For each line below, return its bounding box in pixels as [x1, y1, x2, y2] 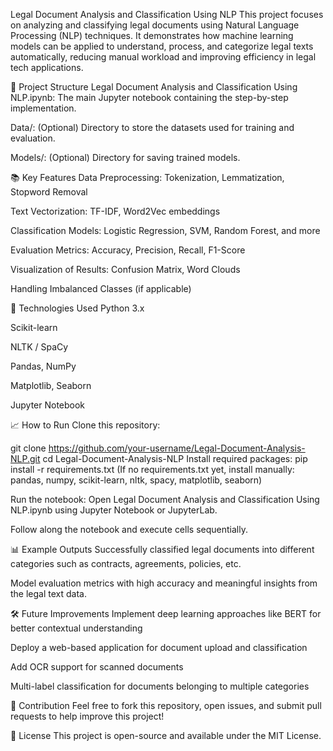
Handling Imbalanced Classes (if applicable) [10, 283, 192, 294]
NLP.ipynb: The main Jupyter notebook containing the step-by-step [10, 92, 289, 103]
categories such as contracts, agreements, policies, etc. [10, 558, 242, 569]
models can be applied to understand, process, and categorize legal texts [10, 40, 314, 52]
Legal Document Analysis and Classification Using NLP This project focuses [10, 9, 324, 20]
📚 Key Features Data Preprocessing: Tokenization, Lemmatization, [10, 172, 285, 183]
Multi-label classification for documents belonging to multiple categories [10, 680, 310, 692]
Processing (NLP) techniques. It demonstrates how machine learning [10, 30, 294, 41]
